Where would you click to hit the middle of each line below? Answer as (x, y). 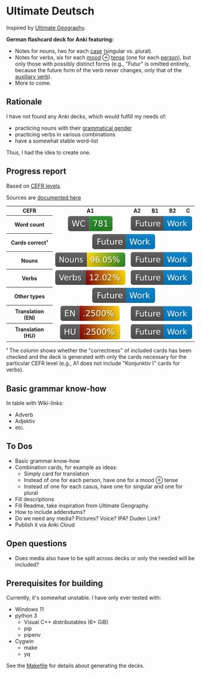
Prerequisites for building (55, 583)
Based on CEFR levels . (34, 186)
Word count (30, 224)
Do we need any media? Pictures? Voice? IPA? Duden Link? (87, 518)
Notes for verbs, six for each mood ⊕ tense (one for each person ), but (103, 57)
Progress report (36, 172)
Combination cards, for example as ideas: (66, 467)
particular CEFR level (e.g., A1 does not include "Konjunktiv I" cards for (93, 363)
